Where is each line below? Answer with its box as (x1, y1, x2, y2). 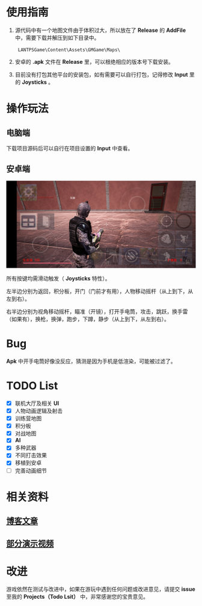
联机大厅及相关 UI (14, 400, 59, 407)
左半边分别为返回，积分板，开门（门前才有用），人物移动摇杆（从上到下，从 (6, 288, 194, 295)
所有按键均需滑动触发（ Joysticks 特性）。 (6, 275, 111, 282)
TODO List (6, 379, 58, 393)
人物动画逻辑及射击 (14, 407, 63, 414)
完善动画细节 (14, 467, 47, 474)
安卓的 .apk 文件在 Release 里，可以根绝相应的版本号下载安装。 (14, 58, 174, 65)
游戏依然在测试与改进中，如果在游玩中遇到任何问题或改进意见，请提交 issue (6, 586, 195, 593)
